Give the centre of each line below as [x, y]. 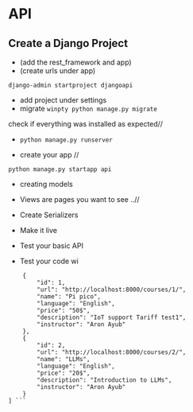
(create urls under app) [58, 71]
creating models [46, 184]
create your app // [49, 155]
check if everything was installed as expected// [86, 124]
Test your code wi [49, 261]
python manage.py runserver [66, 140]
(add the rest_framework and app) [76, 62]
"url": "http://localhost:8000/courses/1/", [112, 290]
